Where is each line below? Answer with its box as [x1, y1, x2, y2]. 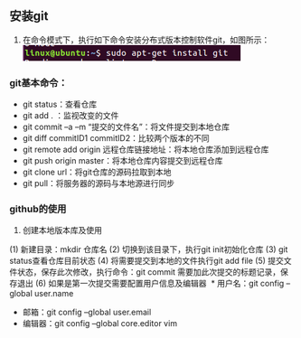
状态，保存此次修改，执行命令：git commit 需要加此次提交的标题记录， [16, 267, 281, 277]
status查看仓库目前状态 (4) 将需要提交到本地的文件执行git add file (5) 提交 [9, 256, 285, 267]
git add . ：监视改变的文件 [22, 110, 119, 121]
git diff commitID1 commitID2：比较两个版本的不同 [22, 133, 210, 144]
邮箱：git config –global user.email [22, 306, 152, 318]
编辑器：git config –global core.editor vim [22, 318, 178, 329]
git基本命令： [9, 76, 68, 89]
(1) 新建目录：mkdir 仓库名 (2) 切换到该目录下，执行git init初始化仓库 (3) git [9, 244, 288, 255]
